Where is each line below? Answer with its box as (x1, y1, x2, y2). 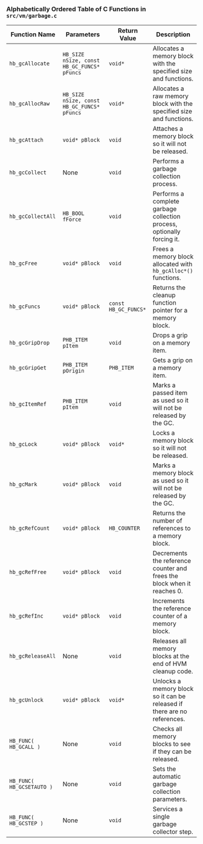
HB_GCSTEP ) (9, 820, 44, 827)
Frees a (152, 245, 174, 253)
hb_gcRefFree (9, 569, 47, 576)
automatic (152, 773, 181, 781)
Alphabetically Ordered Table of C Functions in (6, 5, 146, 13)
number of (152, 516, 182, 525)
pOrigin (62, 368, 85, 374)
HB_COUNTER (108, 525, 140, 532)
